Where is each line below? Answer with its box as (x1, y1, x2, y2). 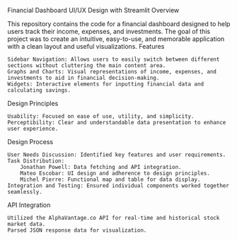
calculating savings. (7, 87, 71, 94)
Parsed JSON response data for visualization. (7, 227, 147, 234)
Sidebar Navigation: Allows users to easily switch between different (7, 56, 220, 63)
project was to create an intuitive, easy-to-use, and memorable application (7, 35, 225, 43)
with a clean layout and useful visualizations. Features (7, 42, 165, 50)
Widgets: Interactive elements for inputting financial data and (7, 81, 204, 88)
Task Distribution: (7, 158, 65, 165)
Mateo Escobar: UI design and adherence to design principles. (20, 170, 211, 177)
